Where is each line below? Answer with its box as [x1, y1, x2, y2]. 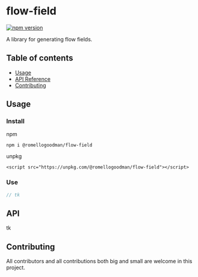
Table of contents [6, 53, 73, 64]
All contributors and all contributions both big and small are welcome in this [6, 258, 193, 265]
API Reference [14, 75, 51, 82]
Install [6, 117, 25, 125]
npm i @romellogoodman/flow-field [6, 142, 93, 148]
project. [6, 264, 26, 271]
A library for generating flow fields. [6, 35, 93, 43]
